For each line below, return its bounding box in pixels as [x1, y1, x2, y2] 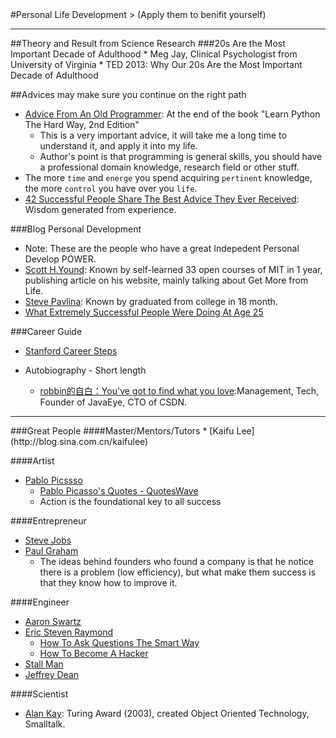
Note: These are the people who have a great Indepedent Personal [24, 243, 300, 254]
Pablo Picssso [24, 474, 83, 486]
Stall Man [24, 658, 64, 670]
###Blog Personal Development [10, 223, 142, 235]
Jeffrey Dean [24, 669, 80, 680]
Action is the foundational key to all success [39, 496, 222, 507]
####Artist [10, 455, 55, 467]
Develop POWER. [24, 253, 97, 265]
